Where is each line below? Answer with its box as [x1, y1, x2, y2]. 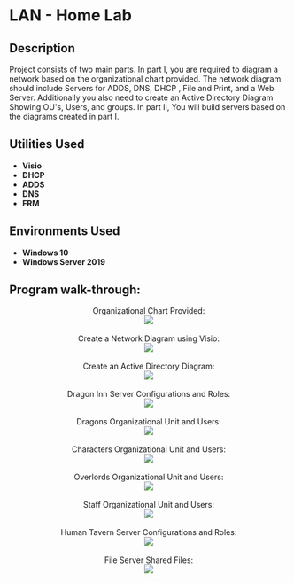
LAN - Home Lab [9, 5, 133, 26]
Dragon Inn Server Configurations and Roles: [66, 389, 231, 400]
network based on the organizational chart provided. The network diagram [9, 74, 282, 84]
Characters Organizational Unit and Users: [72, 444, 226, 455]
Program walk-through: [9, 283, 142, 298]
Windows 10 [21, 247, 69, 258]
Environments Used [9, 223, 120, 239]
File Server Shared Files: [104, 555, 194, 565]
